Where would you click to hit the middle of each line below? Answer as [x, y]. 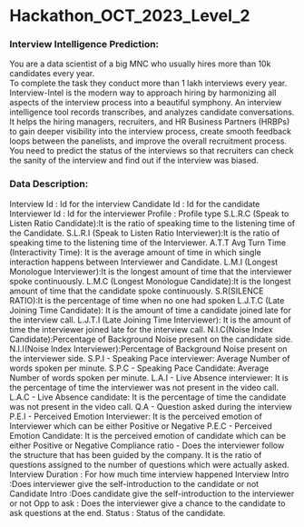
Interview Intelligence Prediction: [84, 45]
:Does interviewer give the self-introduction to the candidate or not [134, 483]
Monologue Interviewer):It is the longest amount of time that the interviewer [151, 271]
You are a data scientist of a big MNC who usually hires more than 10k [140, 64]
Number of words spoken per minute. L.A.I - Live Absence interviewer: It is [149, 377]
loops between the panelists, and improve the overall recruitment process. [148, 141]
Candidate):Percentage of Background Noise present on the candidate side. [151, 339]
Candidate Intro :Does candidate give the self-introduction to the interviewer [152, 493]
